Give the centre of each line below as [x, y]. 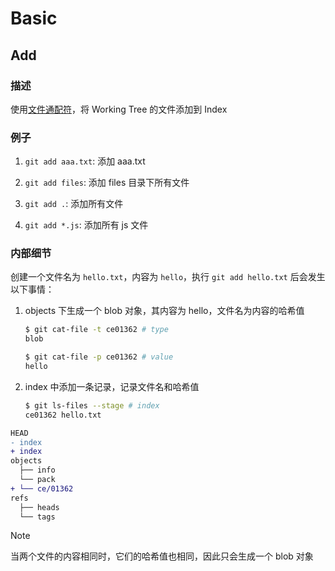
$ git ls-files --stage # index [92, 405]
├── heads [39, 507]
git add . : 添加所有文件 [74, 204]
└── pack [37, 480]
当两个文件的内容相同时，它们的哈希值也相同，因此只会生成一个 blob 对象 [162, 556]
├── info [37, 470]
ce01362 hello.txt [63, 415]
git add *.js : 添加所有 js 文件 [86, 225]
